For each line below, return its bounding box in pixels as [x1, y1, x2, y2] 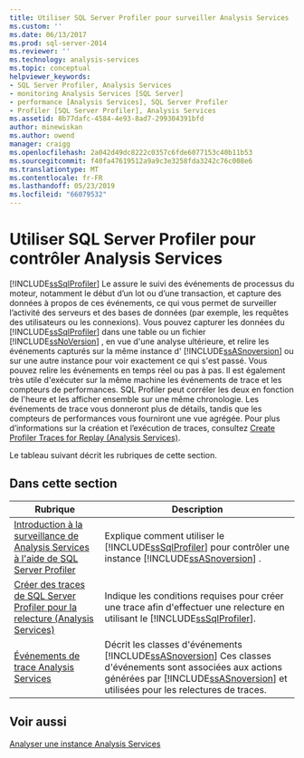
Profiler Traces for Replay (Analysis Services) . [9, 432, 181, 443]
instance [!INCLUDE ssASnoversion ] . [104, 552, 261, 564]
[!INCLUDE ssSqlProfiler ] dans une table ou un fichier [9, 326, 206, 337]
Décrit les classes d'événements [104, 638, 242, 650]
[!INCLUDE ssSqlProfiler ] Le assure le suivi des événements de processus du [9, 278, 295, 289]
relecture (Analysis [14, 612, 94, 625]
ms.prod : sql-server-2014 [9, 38, 107, 48]
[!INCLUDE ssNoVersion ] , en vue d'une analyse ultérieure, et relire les [9, 336, 270, 347]
